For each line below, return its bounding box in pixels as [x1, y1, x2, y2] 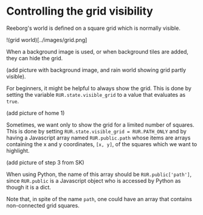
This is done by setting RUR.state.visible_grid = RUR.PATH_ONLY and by [6, 127, 187, 135]
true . [6, 97, 19, 105]
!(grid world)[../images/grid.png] [6, 36, 88, 43]
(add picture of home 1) [6, 109, 65, 116]
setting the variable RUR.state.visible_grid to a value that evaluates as [6, 91, 186, 98]
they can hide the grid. [6, 54, 63, 62]
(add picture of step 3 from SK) [6, 158, 84, 166]
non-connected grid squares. [6, 202, 80, 209]
